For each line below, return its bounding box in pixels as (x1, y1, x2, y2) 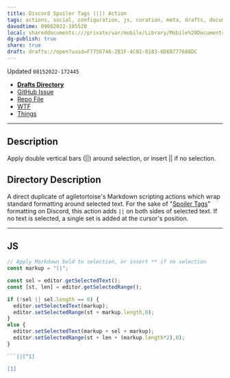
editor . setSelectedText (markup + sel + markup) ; (13, 328, 155, 335)
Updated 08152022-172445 (7, 67, 79, 75)
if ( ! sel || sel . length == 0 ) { (7, 296, 99, 303)
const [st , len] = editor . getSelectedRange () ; (7, 283, 142, 290)
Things (16, 109, 37, 117)
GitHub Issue (16, 87, 54, 96)
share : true (7, 42, 41, 49)
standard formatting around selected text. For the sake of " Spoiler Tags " (7, 200, 211, 208)
